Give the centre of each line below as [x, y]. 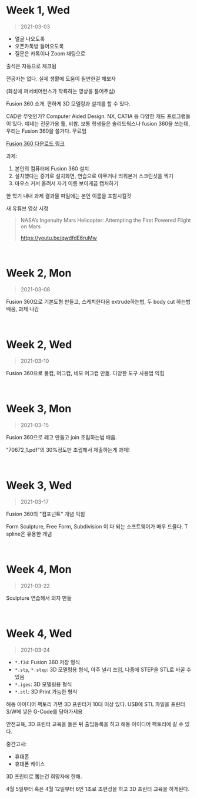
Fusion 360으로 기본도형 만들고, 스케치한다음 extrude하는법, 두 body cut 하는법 [98, 301]
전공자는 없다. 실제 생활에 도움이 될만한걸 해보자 [61, 78]
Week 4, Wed [39, 633]
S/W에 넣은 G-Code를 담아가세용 [44, 711]
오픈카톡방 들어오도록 [39, 46]
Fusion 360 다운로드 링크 [35, 143]
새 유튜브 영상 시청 [27, 208]
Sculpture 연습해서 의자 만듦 [39, 598]
